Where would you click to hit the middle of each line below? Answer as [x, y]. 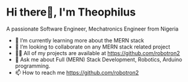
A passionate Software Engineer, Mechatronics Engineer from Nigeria [92, 29]
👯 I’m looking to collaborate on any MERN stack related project [92, 47]
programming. [33, 66]
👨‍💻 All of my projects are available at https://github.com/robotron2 [97, 53]
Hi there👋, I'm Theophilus [71, 12]
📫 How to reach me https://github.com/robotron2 [77, 72]
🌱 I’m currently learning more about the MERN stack [80, 40]
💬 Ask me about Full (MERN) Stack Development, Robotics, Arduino [99, 59]
